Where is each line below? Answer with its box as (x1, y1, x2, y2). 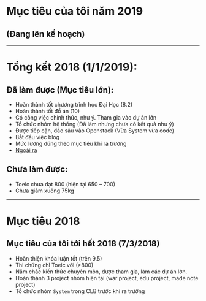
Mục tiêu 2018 (6, 215, 81, 228)
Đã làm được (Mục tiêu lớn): (6, 85, 114, 95)
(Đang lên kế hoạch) (6, 29, 85, 39)
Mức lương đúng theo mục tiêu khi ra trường (15, 140, 127, 147)
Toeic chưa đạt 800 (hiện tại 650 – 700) (15, 180, 115, 188)
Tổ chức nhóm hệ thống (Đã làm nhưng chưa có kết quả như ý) (15, 121, 175, 128)
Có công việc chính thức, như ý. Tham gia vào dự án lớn (15, 114, 157, 121)
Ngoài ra (15, 147, 37, 154)
